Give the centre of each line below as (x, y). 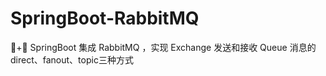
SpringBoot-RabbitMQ (105, 18)
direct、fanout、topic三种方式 (72, 59)
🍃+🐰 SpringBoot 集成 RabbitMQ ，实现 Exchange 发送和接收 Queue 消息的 (163, 47)
